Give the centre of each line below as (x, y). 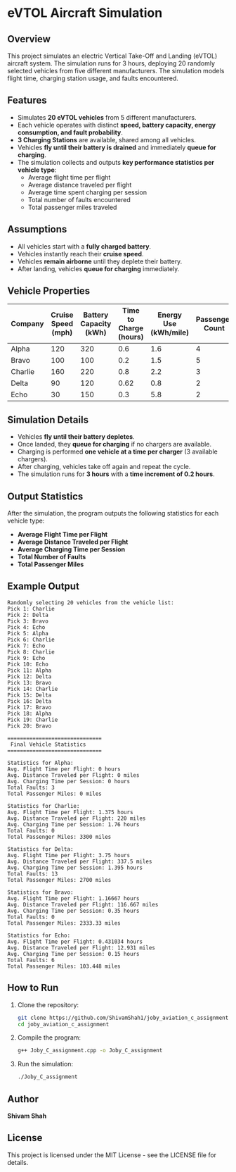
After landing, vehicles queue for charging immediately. (98, 268)
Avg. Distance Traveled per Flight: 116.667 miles (83, 904)
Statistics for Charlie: (44, 806)
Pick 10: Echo (28, 664)
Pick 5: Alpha (28, 633)
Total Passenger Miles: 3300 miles (59, 837)
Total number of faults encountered (79, 199)
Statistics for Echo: (39, 935)
